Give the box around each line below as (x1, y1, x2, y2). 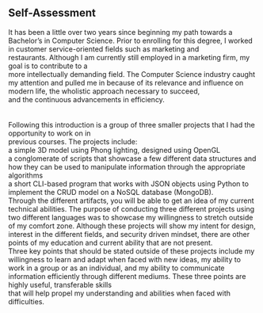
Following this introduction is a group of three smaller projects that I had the (8, 120, 255, 129)
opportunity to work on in (8, 128, 91, 138)
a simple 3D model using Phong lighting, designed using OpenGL (8, 145, 220, 155)
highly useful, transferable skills (8, 280, 112, 289)
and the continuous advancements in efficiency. (8, 94, 165, 104)
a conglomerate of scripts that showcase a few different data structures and (8, 154, 257, 163)
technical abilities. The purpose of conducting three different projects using (8, 204, 255, 213)
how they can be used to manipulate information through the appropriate (8, 162, 246, 171)
